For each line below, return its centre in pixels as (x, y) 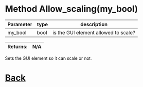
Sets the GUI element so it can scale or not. (48, 58)
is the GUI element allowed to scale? (94, 33)
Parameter (20, 24)
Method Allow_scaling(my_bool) (71, 9)
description (94, 24)
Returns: (18, 46)
